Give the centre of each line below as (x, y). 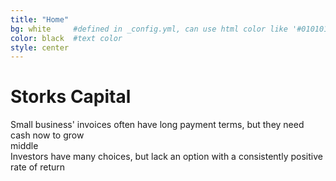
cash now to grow (47, 135)
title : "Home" (40, 19)
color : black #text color (66, 38)
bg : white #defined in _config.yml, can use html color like (149, 29)
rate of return (38, 167)
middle (24, 146)
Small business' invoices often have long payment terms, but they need (157, 125)
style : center (40, 47)
